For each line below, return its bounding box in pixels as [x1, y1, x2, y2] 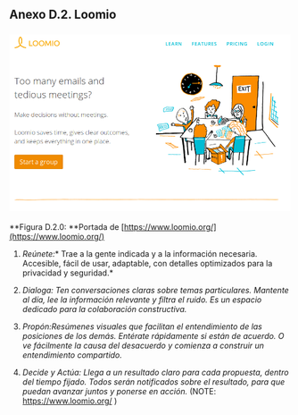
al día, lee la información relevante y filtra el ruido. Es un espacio [21, 294, 262, 305]
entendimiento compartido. [21, 350, 123, 360]
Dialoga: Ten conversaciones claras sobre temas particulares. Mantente [21, 285, 290, 296]
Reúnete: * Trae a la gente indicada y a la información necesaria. [21, 249, 258, 259]
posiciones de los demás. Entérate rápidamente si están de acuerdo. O [21, 331, 285, 342]
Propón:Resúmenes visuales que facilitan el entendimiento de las [21, 321, 263, 332]
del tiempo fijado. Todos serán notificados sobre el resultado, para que [21, 377, 286, 387]
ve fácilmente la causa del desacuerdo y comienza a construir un [21, 340, 265, 351]
